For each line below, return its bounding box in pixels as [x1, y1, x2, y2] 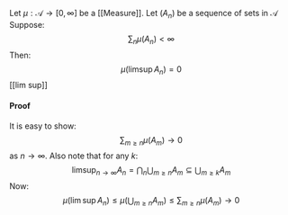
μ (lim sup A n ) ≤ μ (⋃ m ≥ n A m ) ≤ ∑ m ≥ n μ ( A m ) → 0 [62, 195, 240, 208]
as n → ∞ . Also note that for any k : [9, 150, 139, 161]
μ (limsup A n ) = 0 [120, 63, 183, 76]
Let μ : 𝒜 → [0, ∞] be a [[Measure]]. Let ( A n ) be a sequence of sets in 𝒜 [9, 8, 279, 21]
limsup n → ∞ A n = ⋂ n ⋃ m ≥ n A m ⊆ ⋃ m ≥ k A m [71, 165, 231, 178]
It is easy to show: [9, 121, 76, 131]
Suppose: [9, 19, 45, 30]
